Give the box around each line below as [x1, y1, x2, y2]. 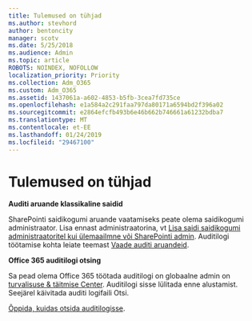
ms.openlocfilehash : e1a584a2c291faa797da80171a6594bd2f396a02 [8, 101, 224, 109]
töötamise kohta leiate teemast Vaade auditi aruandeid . [8, 240, 190, 250]
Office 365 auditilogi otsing [8, 255, 102, 265]
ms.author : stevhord [8, 19, 78, 27]
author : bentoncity [8, 26, 74, 34]
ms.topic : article [8, 57, 70, 65]
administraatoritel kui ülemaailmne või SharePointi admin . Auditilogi [8, 231, 230, 241]
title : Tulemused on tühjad [8, 11, 102, 20]
